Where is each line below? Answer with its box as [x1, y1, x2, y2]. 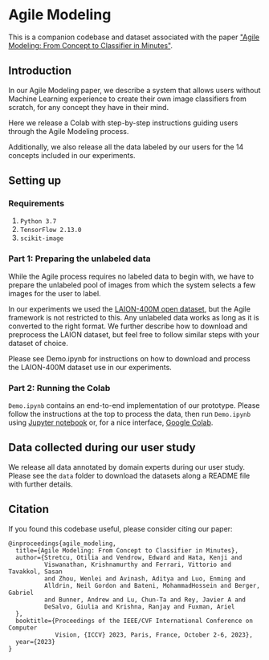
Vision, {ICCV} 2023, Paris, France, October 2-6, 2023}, [55, 630, 253, 639]
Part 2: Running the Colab [8, 382, 111, 393]
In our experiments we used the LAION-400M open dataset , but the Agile [8, 304, 251, 314]
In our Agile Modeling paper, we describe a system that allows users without [8, 85, 261, 95]
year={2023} [15, 638, 56, 646]
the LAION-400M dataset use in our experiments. [8, 362, 173, 372]
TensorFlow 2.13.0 [19, 226, 82, 234]
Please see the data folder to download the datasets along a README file [8, 471, 251, 480]
